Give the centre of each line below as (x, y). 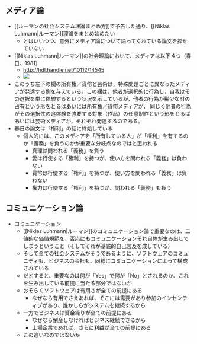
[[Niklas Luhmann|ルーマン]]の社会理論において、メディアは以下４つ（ (100, 56)
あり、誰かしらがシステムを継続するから (97, 305)
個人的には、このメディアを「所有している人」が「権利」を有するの (106, 136)
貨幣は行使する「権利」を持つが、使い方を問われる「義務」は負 (109, 173)
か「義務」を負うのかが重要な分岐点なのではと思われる (90, 143)
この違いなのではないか (51, 335)
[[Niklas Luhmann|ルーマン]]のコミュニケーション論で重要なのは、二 (106, 231)
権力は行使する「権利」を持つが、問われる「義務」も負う (102, 187)
